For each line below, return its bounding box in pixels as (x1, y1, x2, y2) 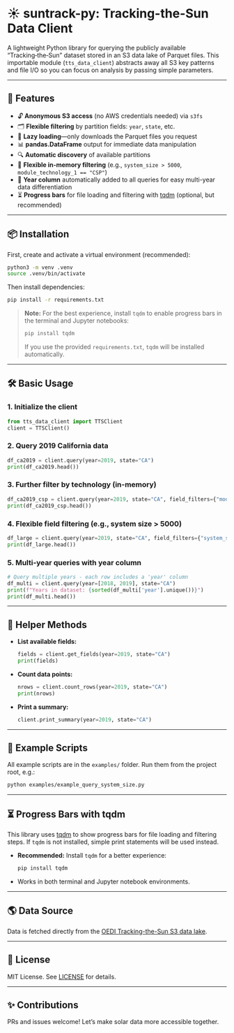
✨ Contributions (7, 999, 79, 1011)
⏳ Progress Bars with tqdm (7, 808, 125, 820)
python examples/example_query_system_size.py (7, 782, 145, 789)
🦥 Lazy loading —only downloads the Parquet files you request (17, 132, 197, 140)
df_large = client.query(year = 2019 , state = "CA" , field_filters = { (7, 534, 201, 541)
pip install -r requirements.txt (7, 296, 104, 304)
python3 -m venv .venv (7, 264, 73, 271)
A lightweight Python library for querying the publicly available (7, 43, 186, 52)
